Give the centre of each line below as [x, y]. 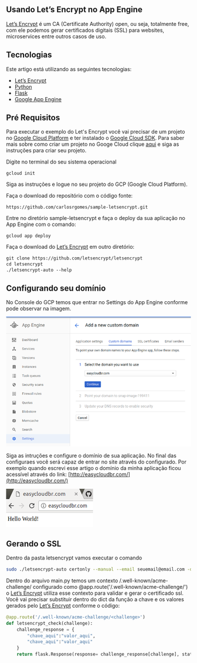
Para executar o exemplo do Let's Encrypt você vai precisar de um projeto [96, 132]
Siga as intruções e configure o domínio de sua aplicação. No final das [91, 456]
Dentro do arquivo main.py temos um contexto [62, 580]
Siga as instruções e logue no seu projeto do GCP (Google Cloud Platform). [97, 184]
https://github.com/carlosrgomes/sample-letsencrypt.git [77, 207]
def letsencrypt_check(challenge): [50, 623]
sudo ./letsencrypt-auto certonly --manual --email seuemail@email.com [95, 569]
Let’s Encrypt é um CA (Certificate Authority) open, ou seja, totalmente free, [98, 24]
